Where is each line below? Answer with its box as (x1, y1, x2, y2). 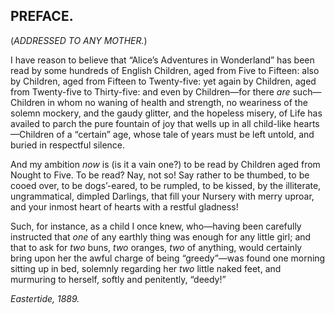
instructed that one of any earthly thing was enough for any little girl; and (10, 230, 312, 243)
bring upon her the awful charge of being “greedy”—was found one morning (10, 252, 326, 264)
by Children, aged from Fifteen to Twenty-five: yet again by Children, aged (10, 75, 317, 87)
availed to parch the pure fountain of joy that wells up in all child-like (10, 117, 292, 129)
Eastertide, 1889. (10, 292, 80, 304)
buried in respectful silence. (10, 139, 126, 151)
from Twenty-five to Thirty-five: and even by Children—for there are (10, 85, 291, 98)
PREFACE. (10, 8, 74, 25)
